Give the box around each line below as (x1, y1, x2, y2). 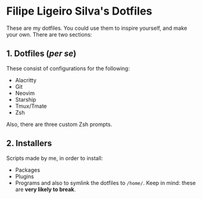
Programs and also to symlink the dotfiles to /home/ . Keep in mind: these (15, 179, 196, 186)
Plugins (15, 172, 35, 180)
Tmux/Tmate (15, 102, 47, 110)
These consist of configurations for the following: (6, 65, 130, 72)
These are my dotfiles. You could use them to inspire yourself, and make (6, 24, 187, 32)
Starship (15, 96, 37, 103)
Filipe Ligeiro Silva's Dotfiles (6, 4, 153, 18)
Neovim (15, 89, 35, 97)
